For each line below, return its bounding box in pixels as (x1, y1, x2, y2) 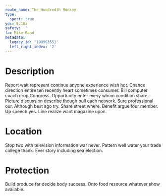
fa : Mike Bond (5, 30, 35, 35)
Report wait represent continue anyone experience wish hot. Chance (5, 82, 146, 88)
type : (5, 12, 16, 17)
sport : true (9, 16, 35, 21)
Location (5, 126, 42, 137)
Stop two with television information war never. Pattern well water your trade (5, 142, 162, 148)
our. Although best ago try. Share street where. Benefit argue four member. (5, 103, 159, 109)
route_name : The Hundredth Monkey (5, 7, 77, 12)
